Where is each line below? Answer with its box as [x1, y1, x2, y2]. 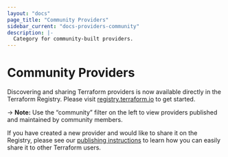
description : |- [7, 29, 54, 36]
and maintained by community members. [7, 116, 124, 124]
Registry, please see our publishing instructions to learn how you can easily [7, 136, 221, 145]
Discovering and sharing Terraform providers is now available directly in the [7, 88, 222, 96]
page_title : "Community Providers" [7, 16, 109, 23]
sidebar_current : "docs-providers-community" [7, 23, 139, 29]
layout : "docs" [7, 10, 51, 17]
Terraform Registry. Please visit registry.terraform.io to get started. [7, 95, 196, 104]
